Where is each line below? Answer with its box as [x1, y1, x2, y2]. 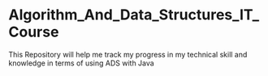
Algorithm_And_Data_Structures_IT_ [8, 6, 260, 24]
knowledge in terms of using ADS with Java [8, 58, 154, 68]
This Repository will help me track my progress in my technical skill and [8, 49, 248, 59]
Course [8, 23, 59, 41]
